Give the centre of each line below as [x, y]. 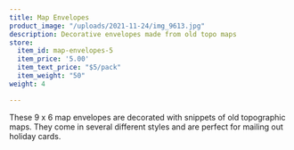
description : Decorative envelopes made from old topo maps [123, 34]
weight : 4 [28, 84]
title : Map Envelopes [49, 17]
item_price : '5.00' [53, 59]
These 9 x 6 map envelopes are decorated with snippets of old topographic [147, 117]
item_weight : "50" [52, 76]
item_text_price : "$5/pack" [69, 68]
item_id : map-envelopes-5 [65, 51]
